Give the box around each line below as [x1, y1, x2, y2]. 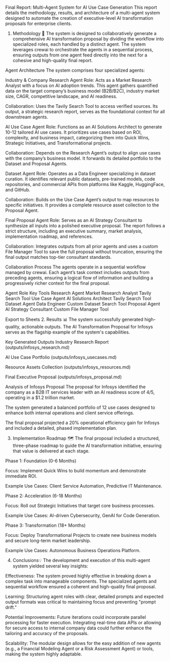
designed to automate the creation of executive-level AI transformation [5, 15, 153, 21]
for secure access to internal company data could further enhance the [5, 625, 152, 631]
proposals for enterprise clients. [5, 20, 72, 26]
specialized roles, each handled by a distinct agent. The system [12, 41, 146, 47]
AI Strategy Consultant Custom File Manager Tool [5, 306, 109, 312]
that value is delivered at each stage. [12, 448, 90, 454]
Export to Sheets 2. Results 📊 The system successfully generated [5, 316, 144, 322]
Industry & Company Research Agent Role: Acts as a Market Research [5, 77, 152, 83]
